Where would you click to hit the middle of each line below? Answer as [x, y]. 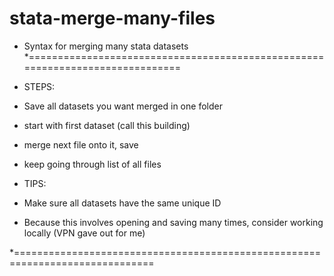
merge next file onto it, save [81, 144]
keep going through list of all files [92, 164]
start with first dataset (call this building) [107, 125]
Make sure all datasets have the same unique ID [122, 203]
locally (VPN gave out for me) [84, 233]
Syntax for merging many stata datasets [106, 46]
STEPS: [39, 86]
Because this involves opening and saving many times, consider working [173, 222]
